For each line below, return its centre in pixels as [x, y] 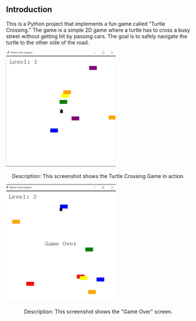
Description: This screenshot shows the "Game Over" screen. [98, 311]
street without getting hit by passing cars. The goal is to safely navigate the [97, 36]
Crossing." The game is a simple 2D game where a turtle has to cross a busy [98, 30]
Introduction [29, 10]
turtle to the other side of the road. [48, 42]
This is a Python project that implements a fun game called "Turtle [86, 23]
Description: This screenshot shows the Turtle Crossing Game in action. [98, 176]
